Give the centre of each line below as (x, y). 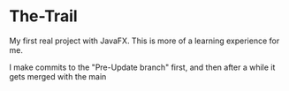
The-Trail (43, 16)
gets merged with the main (58, 76)
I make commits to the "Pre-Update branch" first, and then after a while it (142, 67)
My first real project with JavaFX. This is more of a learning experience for (144, 41)
